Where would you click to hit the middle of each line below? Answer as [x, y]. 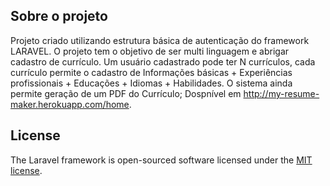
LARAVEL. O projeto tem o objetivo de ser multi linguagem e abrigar [150, 51]
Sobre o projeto [59, 16]
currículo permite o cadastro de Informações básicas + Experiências [151, 72]
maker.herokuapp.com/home [70, 104]
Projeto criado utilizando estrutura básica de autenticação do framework [160, 40]
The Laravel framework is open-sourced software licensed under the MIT [161, 160]
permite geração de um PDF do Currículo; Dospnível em [126, 93]
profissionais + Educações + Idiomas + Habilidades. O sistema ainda [151, 83]
